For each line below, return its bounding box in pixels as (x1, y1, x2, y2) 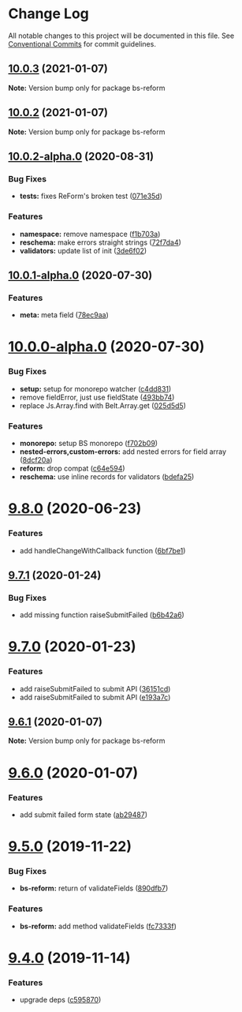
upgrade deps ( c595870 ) (19, 995, 102, 1005)
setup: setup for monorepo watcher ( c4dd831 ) (19, 384, 172, 393)
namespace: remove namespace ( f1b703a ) (19, 229, 161, 238)
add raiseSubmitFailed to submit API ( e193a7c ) (19, 692, 171, 702)
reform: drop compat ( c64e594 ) (19, 463, 125, 474)
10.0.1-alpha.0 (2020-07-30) (8, 268, 153, 282)
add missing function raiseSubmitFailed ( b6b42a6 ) (19, 610, 185, 620)
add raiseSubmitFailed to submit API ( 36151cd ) (19, 684, 171, 693)
